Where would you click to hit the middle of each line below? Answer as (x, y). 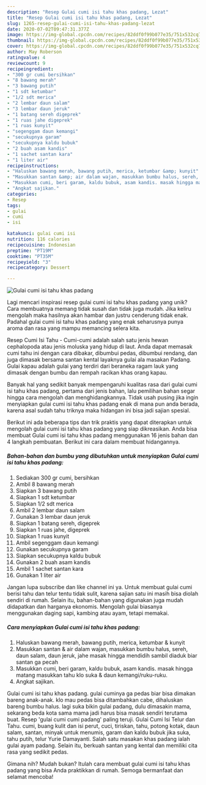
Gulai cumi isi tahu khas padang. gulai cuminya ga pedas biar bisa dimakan (101, 694)
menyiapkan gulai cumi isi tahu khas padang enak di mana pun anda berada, (103, 404)
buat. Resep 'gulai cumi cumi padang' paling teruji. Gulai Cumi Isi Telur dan (101, 720)
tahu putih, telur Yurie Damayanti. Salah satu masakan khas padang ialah (98, 739)
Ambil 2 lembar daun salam (50, 510)
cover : (15, 47)
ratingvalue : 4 (26, 58)
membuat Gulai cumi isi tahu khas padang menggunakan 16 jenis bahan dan (102, 436)
